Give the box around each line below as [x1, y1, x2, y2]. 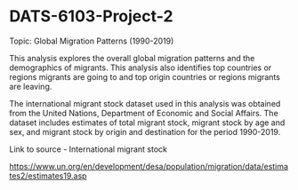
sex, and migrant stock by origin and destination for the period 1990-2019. [9, 126, 281, 137]
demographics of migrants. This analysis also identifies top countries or [9, 62, 272, 73]
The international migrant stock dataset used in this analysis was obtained [9, 98, 281, 108]
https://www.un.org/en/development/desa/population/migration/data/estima [9, 161, 289, 171]
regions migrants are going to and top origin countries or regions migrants [9, 71, 280, 82]
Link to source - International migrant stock [9, 144, 167, 154]
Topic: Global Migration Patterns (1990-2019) [9, 36, 174, 46]
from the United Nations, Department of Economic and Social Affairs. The [9, 107, 278, 118]
